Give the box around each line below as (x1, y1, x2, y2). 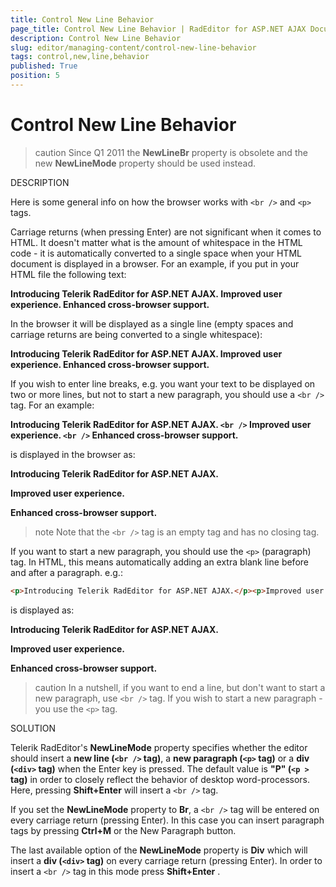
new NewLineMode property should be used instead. (34, 157, 256, 169)
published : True (10, 61, 78, 71)
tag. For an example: (10, 399, 95, 411)
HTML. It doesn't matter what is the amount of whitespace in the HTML (10, 236, 303, 248)
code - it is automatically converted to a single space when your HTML (10, 247, 302, 259)
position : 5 (10, 71, 60, 81)
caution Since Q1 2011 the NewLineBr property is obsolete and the (34, 146, 308, 158)
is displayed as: (10, 604, 75, 616)
